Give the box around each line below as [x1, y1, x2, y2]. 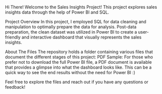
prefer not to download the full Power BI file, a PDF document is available [5, 59, 152, 65]
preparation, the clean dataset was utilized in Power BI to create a [5, 29, 138, 35]
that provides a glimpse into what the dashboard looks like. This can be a [5, 64, 152, 70]
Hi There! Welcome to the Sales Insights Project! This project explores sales [5, 4, 157, 10]
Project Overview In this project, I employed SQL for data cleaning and [5, 19, 146, 24]
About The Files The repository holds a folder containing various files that [5, 49, 153, 55]
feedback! [5, 84, 25, 90]
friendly [5, 34, 21, 40]
